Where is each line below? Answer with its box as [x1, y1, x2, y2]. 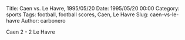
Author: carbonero [21, 17, 66, 24]
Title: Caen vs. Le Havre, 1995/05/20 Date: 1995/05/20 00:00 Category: [6, 5, 180, 12]
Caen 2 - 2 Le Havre [6, 28, 55, 35]
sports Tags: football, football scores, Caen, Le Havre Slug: [6, 11, 149, 18]
